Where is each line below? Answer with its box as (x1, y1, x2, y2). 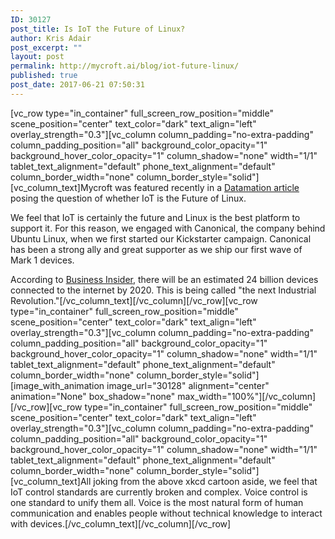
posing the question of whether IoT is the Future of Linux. (10, 192, 247, 204)
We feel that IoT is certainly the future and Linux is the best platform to (10, 211, 301, 223)
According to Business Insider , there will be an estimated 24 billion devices (10, 273, 319, 285)
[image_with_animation (10, 379, 105, 391)
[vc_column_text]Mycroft (10, 181, 113, 193)
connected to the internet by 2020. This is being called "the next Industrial (10, 284, 317, 296)
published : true (10, 71, 78, 81)
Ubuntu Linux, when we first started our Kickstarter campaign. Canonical (10, 232, 312, 245)
